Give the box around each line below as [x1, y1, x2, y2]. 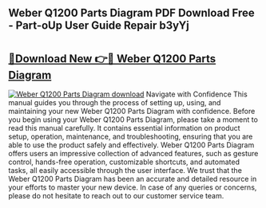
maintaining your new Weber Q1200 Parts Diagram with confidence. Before [8, 107, 256, 116]
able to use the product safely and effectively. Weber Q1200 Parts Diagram [8, 140, 255, 150]
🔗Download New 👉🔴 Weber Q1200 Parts [8, 52, 216, 65]
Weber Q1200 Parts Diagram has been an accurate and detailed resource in [8, 175, 257, 183]
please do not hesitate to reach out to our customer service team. [8, 191, 224, 200]
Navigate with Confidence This [145, 89, 248, 99]
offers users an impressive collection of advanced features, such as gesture [8, 149, 259, 158]
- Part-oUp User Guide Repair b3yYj [8, 19, 189, 33]
